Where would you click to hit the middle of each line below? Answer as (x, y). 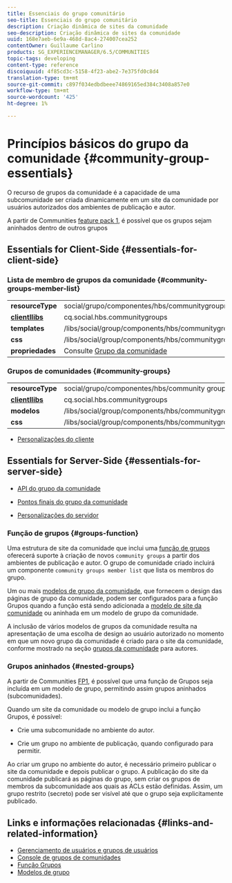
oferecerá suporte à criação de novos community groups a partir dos (104, 555)
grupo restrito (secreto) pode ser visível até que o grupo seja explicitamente (115, 794)
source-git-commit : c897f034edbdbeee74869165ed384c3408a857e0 (98, 84)
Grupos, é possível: (35, 717)
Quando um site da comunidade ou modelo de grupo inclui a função (104, 709)
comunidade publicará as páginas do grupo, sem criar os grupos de (104, 779)
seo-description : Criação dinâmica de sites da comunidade (94, 33)
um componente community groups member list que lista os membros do (110, 570)
